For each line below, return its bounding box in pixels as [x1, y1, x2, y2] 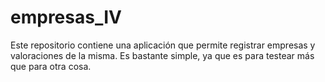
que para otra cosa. [10, 60, 92, 72]
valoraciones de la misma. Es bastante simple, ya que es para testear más [10, 49, 315, 61]
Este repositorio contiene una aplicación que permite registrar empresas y [10, 39, 316, 51]
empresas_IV [10, 6, 122, 29]
